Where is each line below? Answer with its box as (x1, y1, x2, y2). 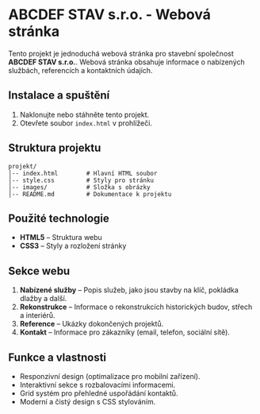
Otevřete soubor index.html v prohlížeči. (19, 118, 153, 128)
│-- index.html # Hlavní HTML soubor (8, 169, 158, 177)
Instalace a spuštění (8, 89, 110, 103)
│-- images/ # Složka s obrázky (8, 183, 151, 192)
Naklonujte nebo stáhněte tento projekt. (19, 110, 150, 119)
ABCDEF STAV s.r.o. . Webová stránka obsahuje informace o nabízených (8, 57, 246, 67)
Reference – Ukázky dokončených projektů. (19, 319, 164, 329)
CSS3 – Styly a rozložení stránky (19, 241, 127, 251)
